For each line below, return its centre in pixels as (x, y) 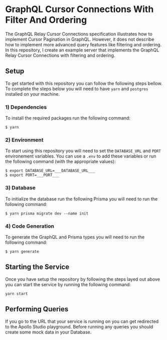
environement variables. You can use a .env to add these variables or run (81, 156)
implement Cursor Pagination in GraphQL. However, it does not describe (80, 39)
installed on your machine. (33, 94)
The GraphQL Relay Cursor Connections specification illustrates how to (79, 34)
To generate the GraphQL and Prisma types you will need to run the (75, 237)
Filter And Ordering (46, 20)
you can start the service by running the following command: (68, 284)
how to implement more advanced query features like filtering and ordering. (83, 44)
